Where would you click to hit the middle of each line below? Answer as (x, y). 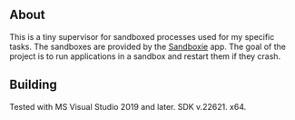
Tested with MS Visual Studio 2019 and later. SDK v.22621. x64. (128, 106)
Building (33, 85)
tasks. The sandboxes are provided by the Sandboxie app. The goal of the (147, 46)
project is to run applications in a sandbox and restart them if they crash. (145, 56)
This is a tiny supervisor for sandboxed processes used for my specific (142, 36)
